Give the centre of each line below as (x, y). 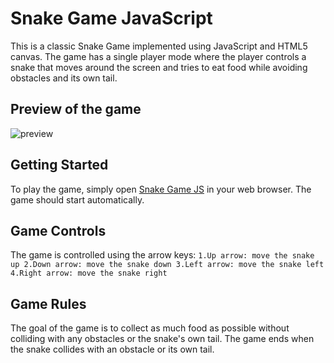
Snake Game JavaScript (111, 18)
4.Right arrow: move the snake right (89, 273)
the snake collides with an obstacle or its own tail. (112, 349)
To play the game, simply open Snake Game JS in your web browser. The (161, 189)
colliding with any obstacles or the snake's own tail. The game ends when (162, 339)
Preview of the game (76, 109)
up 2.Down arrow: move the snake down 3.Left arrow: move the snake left (167, 265)
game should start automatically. (77, 199)
